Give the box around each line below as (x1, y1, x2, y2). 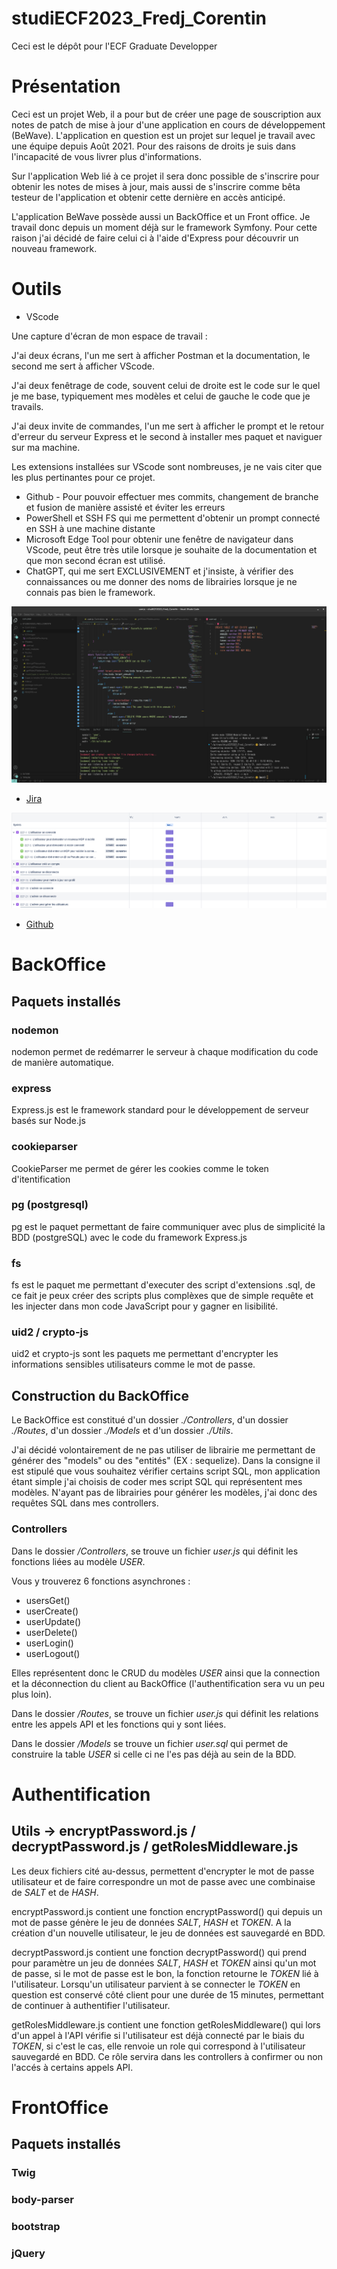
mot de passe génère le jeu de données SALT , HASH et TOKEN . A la (11, 1916, 292, 1928)
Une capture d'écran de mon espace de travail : (11, 330, 208, 342)
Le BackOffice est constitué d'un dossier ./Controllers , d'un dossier (11, 1414, 289, 1426)
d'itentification (11, 1173, 71, 1185)
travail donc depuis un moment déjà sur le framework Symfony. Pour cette (11, 221, 318, 233)
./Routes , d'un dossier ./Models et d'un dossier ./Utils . (11, 1425, 234, 1437)
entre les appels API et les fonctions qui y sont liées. (11, 1718, 227, 1730)
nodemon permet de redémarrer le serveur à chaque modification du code (11, 1045, 319, 1057)
